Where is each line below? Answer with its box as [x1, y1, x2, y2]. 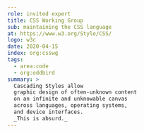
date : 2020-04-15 [7, 43, 59, 50]
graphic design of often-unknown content [13, 89, 138, 96]
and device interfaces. [13, 108, 83, 115]
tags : [7, 56, 23, 63]
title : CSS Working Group [7, 17, 83, 24]
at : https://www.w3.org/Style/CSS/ [7, 30, 112, 37]
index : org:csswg [7, 50, 59, 57]
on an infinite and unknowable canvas [13, 96, 128, 103]
